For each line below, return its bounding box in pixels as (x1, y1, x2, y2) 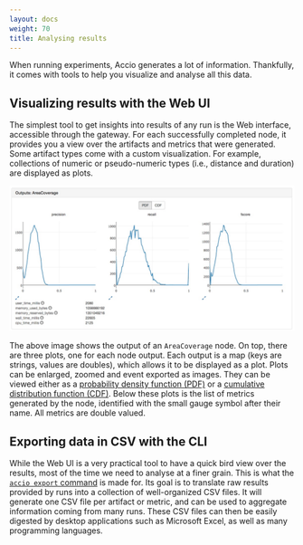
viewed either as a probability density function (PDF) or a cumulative (9, 378, 265, 389)
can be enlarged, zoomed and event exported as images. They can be (9, 369, 271, 380)
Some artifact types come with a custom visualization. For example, (9, 148, 261, 159)
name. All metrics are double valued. (9, 407, 147, 418)
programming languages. (9, 525, 103, 536)
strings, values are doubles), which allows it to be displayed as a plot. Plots (9, 359, 289, 370)
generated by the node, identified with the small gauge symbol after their (9, 398, 281, 409)
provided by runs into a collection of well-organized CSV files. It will (9, 486, 262, 497)
